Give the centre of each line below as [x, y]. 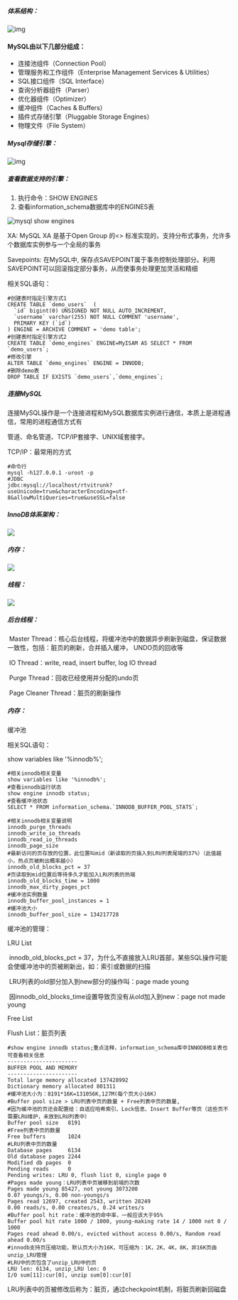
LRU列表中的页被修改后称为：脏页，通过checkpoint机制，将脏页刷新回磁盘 [117, 1289]
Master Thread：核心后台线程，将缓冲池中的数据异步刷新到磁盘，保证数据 [118, 639]
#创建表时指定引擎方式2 [37, 337]
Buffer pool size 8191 [44, 1122]
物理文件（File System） [54, 126]
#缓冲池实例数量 [28, 894]
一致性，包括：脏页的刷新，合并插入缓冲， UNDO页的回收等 [95, 647]
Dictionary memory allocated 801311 [61, 1086]
